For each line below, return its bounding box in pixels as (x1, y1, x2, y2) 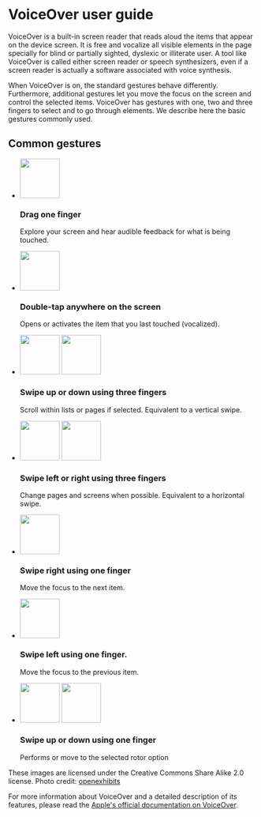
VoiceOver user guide (8, 6, 154, 24)
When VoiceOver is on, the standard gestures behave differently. (8, 81, 218, 90)
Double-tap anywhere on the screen (19, 301, 162, 312)
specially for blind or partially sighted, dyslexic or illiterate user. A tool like (8, 48, 247, 58)
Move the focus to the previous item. (19, 667, 140, 676)
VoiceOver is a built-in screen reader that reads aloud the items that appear (8, 32, 254, 41)
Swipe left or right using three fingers (19, 473, 166, 484)
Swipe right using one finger (19, 565, 132, 576)
